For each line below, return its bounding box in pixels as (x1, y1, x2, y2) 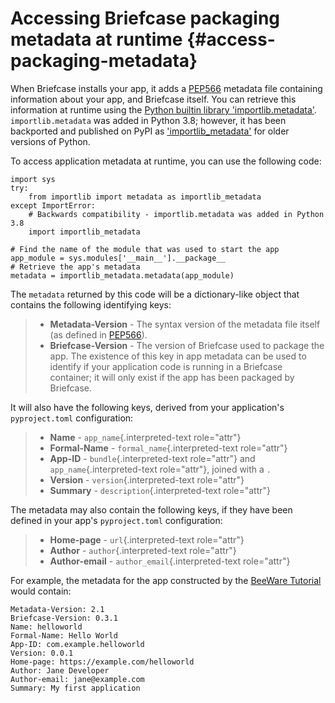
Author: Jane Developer (10, 665, 110, 676)
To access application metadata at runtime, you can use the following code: (10, 155, 322, 167)
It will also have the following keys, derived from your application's (10, 401, 285, 413)
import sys (10, 174, 56, 184)
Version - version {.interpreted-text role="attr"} (49, 473, 245, 486)
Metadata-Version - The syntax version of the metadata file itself (49, 318, 321, 330)
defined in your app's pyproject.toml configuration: (10, 514, 223, 526)
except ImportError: (10, 200, 97, 211)
